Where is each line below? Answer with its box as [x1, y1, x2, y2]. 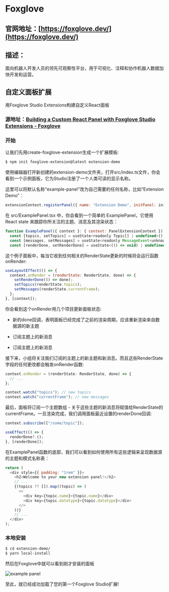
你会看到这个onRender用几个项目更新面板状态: [5, 306, 102, 312]
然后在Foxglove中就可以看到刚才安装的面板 [5, 561, 95, 567]
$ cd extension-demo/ [5, 546, 51, 551]
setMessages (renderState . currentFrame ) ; [14, 287, 100, 292]
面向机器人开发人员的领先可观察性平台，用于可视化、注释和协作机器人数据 [5, 65, 159, 71]
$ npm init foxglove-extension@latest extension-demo [5, 159, 121, 164]
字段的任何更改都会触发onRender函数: [5, 361, 84, 367]
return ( [5, 465, 24, 470]
